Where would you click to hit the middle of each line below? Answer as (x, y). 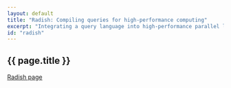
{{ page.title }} (39, 60)
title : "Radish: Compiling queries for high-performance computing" (107, 20)
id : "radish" (26, 33)
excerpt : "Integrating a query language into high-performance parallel (113, 26)
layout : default (30, 13)
